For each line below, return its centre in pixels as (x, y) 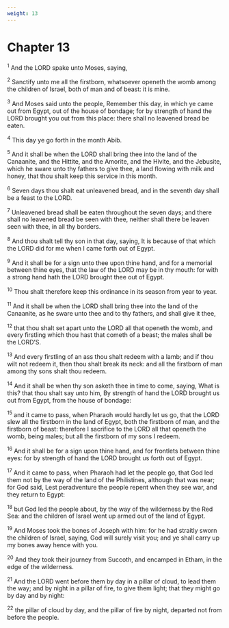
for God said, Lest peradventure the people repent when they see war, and (112, 487)
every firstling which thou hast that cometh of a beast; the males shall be (110, 335)
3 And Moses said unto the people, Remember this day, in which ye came (110, 103)
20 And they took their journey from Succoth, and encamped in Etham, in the (114, 559)
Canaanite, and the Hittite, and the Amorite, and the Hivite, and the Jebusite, (114, 161)
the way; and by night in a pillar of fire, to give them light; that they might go (114, 588)
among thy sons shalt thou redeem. (57, 371)
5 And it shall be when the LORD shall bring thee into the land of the (102, 153)
